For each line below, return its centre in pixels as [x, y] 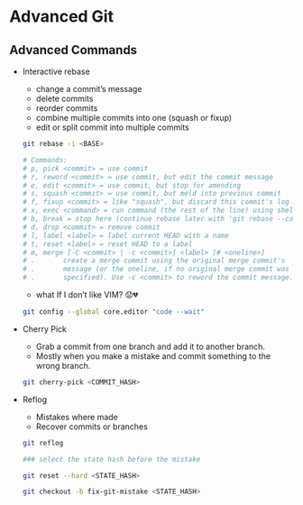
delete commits [64, 98]
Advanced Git [62, 17]
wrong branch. [63, 365]
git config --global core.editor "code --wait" [113, 312]
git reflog [43, 443]
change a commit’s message [89, 89]
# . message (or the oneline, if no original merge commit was [156, 269]
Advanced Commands [73, 50]
